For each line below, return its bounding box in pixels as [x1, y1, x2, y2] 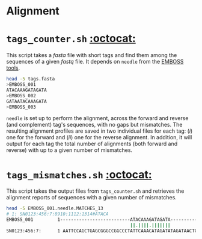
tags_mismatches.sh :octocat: [6, 168, 152, 181]
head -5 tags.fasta [6, 76, 55, 82]
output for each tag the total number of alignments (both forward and [6, 140, 178, 148]
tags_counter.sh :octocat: [6, 32, 136, 46]
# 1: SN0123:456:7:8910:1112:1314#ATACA [6, 211, 109, 217]
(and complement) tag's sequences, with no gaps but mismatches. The [6, 121, 183, 129]
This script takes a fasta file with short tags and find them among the [6, 52, 177, 59]
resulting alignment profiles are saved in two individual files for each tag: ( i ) [6, 127, 193, 135]
